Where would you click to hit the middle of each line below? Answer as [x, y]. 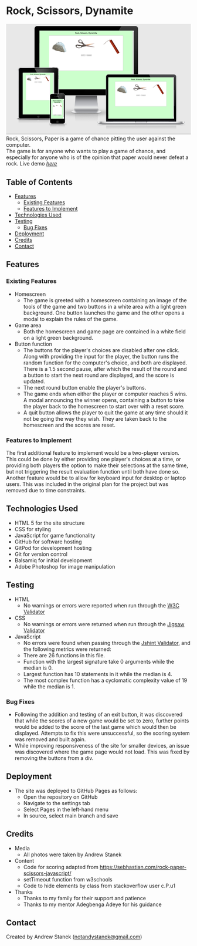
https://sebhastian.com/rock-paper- [143, 867]
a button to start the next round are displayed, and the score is [99, 375]
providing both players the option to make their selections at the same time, [97, 465]
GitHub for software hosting [48, 542]
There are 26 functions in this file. [64, 655]
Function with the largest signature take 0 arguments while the [99, 661]
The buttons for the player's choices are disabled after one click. [101, 350]
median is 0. [38, 668]
